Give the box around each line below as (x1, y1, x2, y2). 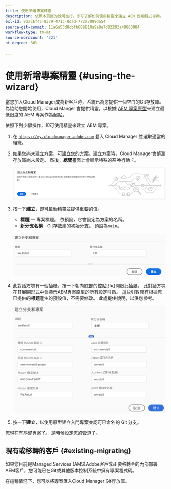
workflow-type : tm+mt (5, 30, 51, 35)
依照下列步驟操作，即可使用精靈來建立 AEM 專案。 (5, 122, 111, 128)
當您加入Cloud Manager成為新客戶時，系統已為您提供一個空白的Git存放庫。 (5, 98, 164, 105)
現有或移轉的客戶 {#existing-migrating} (5, 446, 131, 455)
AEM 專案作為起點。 (24, 111, 67, 117)
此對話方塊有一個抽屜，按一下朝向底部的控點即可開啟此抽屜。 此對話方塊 (12, 282, 166, 289)
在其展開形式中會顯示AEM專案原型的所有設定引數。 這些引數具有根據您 (12, 289, 162, 295)
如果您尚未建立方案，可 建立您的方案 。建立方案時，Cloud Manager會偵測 (12, 150, 166, 157)
